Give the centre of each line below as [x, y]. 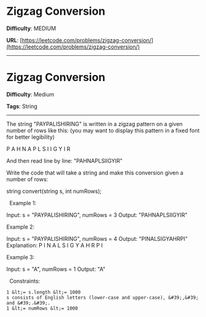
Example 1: [23, 203]
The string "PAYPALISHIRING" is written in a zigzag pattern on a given [94, 123]
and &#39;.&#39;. [29, 303]
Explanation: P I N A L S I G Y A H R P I [55, 245]
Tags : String [22, 106]
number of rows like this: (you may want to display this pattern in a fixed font [103, 130]
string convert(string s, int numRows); [54, 191]
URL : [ [14, 40]
